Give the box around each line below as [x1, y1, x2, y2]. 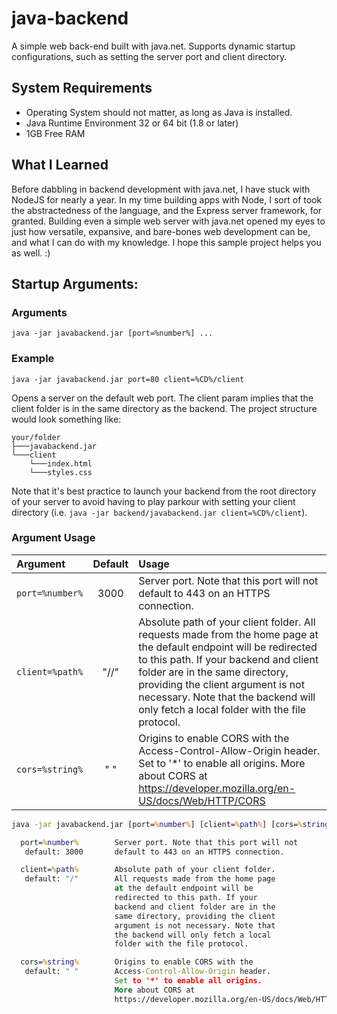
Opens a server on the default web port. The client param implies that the [11, 392, 314, 404]
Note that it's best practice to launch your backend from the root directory [11, 485, 317, 497]
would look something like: [11, 413, 122, 425]
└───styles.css [29, 467, 93, 477]
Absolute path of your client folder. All [138, 615, 316, 629]
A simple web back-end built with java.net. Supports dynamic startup [11, 40, 296, 52]
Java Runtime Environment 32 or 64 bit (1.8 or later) [25, 117, 239, 129]
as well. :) [11, 247, 51, 259]
